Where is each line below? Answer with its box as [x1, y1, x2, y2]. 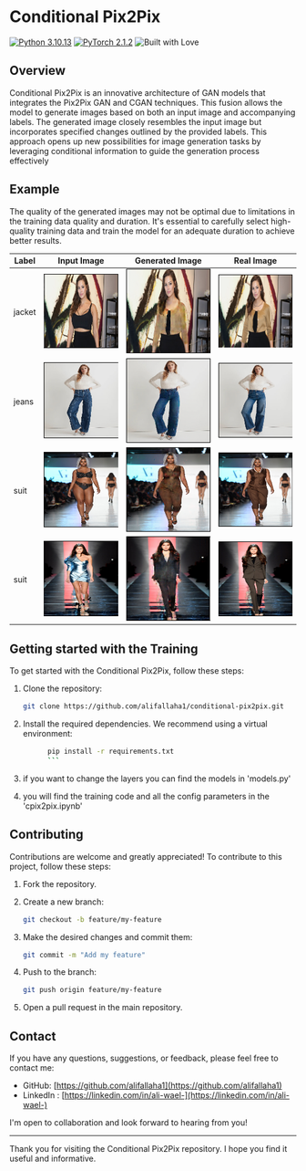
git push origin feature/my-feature [22, 986, 162, 995]
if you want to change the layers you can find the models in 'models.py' [22, 773, 291, 784]
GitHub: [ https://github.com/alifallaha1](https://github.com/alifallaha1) [22, 1080, 282, 1092]
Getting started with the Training [9, 641, 199, 656]
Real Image [233, 256, 278, 267]
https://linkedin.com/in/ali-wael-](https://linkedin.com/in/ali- [64, 1090, 290, 1101]
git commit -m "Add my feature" [22, 950, 146, 959]
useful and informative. [9, 1153, 97, 1165]
